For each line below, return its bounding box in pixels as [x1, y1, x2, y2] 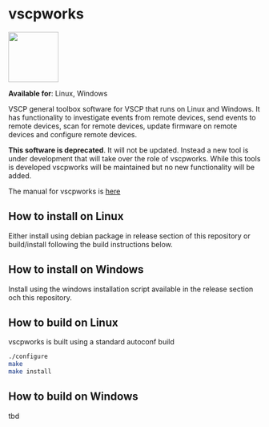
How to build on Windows [8, 390, 139, 404]
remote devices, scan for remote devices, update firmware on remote [8, 121, 238, 131]
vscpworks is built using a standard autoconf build [8, 337, 175, 347]
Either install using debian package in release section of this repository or [8, 230, 251, 241]
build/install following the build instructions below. [8, 239, 174, 249]
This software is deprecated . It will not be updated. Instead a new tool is [8, 145, 249, 155]
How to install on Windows [8, 262, 144, 277]
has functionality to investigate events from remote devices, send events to [8, 112, 256, 122]
